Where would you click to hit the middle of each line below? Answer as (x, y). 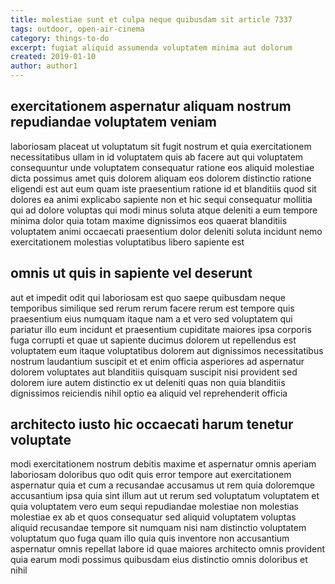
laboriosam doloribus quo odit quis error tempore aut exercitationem (151, 475)
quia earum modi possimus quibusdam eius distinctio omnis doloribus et (159, 560)
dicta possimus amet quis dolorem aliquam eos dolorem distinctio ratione (161, 178)
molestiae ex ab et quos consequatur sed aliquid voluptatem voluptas (153, 517)
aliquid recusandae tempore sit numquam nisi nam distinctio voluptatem (158, 528)
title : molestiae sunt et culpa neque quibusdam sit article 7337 (151, 19)
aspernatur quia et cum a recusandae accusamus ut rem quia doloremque (162, 485)
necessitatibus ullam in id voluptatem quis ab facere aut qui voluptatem (157, 157)
